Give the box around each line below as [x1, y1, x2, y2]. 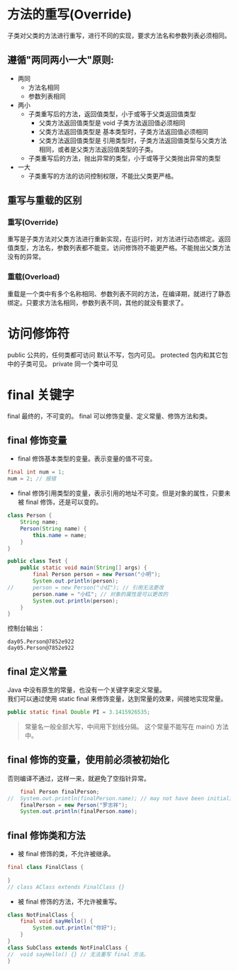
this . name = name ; [33, 532, 87, 539]
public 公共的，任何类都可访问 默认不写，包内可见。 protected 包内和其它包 [7, 350, 228, 359]
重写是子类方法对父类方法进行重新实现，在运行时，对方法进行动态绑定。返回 [7, 235, 231, 243]
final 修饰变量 [7, 434, 67, 447]
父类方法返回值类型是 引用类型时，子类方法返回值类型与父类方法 [38, 136, 227, 145]
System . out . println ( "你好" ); [33, 924, 117, 932]
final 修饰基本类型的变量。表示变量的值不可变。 [17, 454, 157, 463]
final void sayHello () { [20, 918, 93, 925]
